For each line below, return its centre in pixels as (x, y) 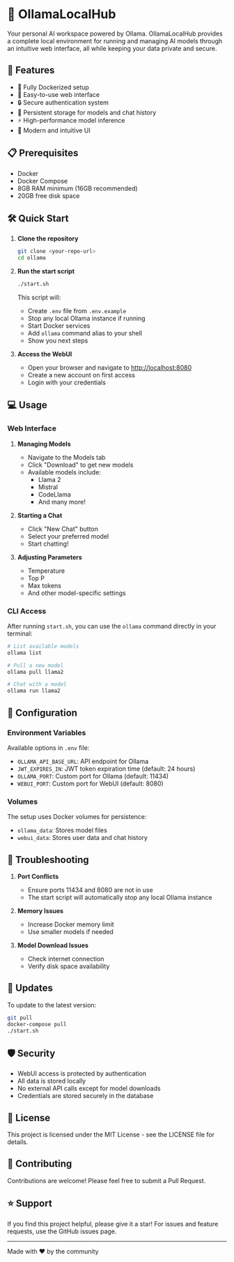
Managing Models (44, 444)
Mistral (48, 487)
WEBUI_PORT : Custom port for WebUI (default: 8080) (90, 783)
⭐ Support (30, 1204)
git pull (20, 1018)
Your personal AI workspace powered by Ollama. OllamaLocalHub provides (115, 33)
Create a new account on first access (81, 375)
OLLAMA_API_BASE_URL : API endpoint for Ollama (83, 761)
